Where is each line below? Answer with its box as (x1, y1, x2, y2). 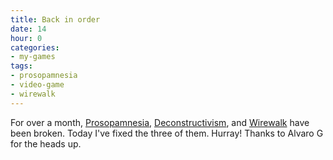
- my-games (10, 52, 56, 62)
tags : (10, 61, 33, 71)
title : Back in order (10, 14, 101, 25)
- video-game (10, 80, 65, 90)
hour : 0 (10, 33, 43, 43)
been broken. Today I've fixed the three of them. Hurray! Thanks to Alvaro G (10, 127, 324, 139)
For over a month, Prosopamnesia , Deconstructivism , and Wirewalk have (10, 116, 310, 128)
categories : (10, 42, 60, 53)
